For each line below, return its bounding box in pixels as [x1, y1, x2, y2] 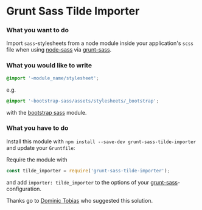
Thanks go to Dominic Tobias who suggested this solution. [6, 197, 153, 204]
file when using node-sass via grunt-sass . [6, 46, 112, 53]
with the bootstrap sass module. [6, 109, 87, 116]
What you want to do [6, 26, 69, 35]
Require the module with [6, 156, 68, 163]
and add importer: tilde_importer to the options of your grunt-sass [6, 178, 178, 186]
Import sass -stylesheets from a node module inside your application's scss [6, 39, 193, 47]
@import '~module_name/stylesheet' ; [6, 75, 99, 81]
